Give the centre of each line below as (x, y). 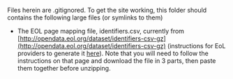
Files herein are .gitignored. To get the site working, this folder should (107, 10)
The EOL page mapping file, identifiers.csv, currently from (101, 31)
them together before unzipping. (64, 68)
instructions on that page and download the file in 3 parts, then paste (116, 61)
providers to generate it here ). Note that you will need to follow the (113, 53)
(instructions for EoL (196, 46)
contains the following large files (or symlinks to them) (85, 17)
